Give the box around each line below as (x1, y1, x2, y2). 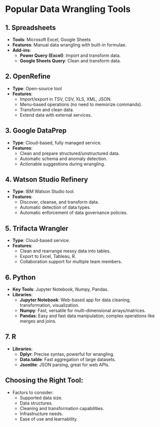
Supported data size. (19, 395, 63, 401)
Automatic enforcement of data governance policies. (19, 210, 128, 215)
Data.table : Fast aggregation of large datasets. (19, 356, 116, 362)
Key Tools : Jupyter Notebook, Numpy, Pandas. (12, 286, 109, 292)
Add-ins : (12, 47, 31, 53)
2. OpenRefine (5, 72, 51, 81)
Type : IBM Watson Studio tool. (12, 189, 75, 195)
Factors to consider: (12, 389, 54, 395)
